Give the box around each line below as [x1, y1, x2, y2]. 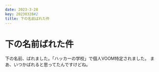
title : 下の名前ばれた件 [5, 16, 50, 21]
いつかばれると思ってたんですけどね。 [13, 62, 91, 68]
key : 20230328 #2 [5, 12, 38, 17]
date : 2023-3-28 [5, 7, 38, 12]
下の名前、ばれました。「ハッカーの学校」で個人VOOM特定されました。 [5, 55, 149, 61]
